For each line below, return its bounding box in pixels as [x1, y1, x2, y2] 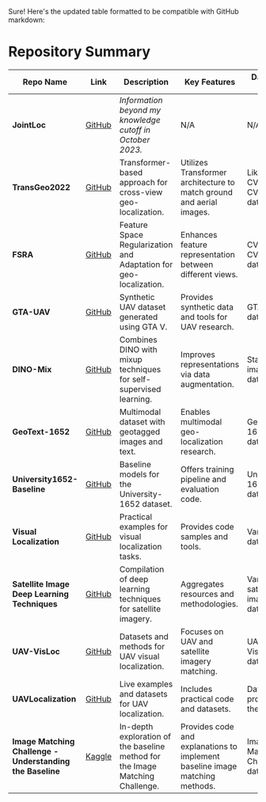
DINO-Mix [12, 363, 52, 374]
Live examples [119, 678, 173, 690]
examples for [119, 521, 169, 532]
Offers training [180, 463, 235, 474]
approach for [119, 177, 168, 188]
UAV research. [180, 321, 234, 332]
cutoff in [119, 124, 151, 135]
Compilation [119, 564, 165, 575]
